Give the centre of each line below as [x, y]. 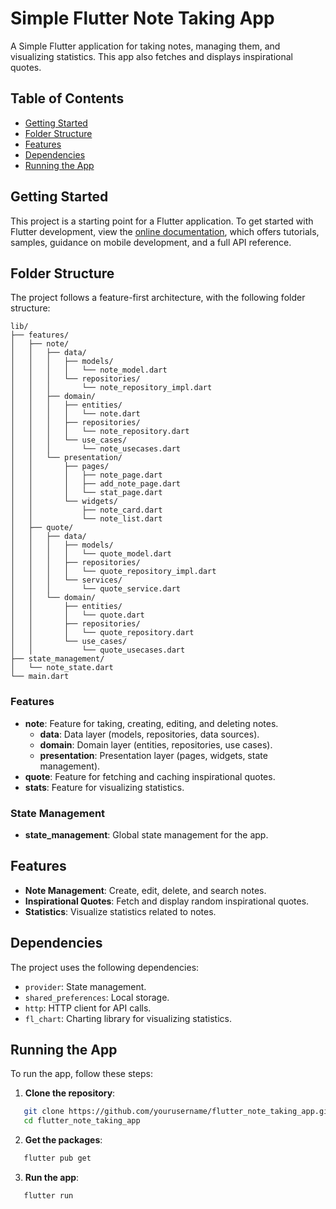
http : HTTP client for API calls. [88, 1008]
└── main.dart [40, 677]
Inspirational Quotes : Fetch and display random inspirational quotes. [167, 901]
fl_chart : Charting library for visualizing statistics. [128, 1018]
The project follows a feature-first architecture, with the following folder [158, 298]
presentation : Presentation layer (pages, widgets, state [153, 755]
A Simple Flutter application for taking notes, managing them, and [145, 46]
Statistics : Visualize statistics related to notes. [120, 911]
